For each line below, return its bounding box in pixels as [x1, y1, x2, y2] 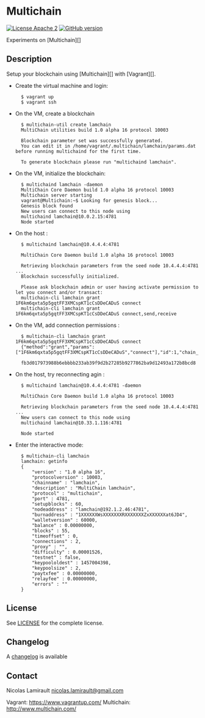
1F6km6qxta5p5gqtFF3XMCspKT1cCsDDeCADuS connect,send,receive [15, 311, 177, 317]
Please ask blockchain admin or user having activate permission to [21, 284, 199, 290]
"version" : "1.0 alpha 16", [31, 468, 106, 475]
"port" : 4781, [31, 495, 70, 501]
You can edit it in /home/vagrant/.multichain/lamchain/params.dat [21, 143, 196, 149]
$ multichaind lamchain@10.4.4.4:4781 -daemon [21, 382, 142, 389]
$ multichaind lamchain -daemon [21, 181, 103, 187]
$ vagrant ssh [21, 99, 57, 105]
